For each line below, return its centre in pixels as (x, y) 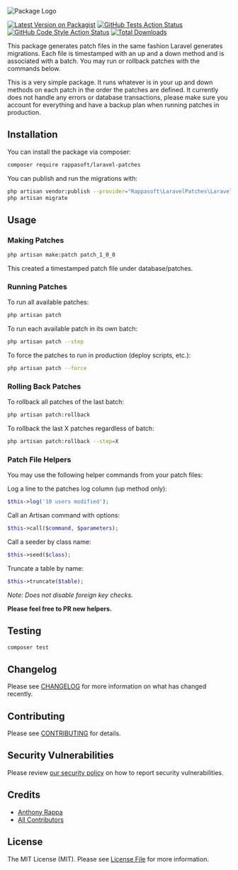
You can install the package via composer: (69, 152)
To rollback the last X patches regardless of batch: (81, 428)
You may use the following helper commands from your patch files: (105, 475)
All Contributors (40, 820)
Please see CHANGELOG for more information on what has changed (107, 686)
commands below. (34, 68)
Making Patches (36, 240)
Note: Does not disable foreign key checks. (70, 595)
